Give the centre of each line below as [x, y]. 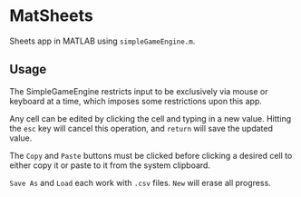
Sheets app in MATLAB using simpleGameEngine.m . [102, 41]
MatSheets [51, 16]
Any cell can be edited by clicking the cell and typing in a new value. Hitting [150, 118]
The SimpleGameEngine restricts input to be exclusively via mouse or [139, 91]
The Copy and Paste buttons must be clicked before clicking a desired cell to [151, 155]
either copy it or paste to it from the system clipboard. [110, 165]
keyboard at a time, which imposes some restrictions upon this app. [136, 101]
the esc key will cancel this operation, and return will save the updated [141, 128]
